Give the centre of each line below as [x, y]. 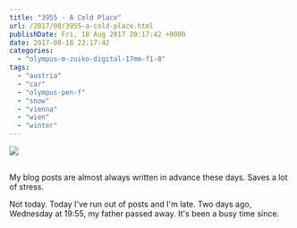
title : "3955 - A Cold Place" [66, 17]
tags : [19, 68]
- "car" [32, 84]
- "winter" [38, 126]
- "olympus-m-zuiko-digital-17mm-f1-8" [92, 59]
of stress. [27, 187]
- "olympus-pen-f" [52, 92]
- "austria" [40, 76]
